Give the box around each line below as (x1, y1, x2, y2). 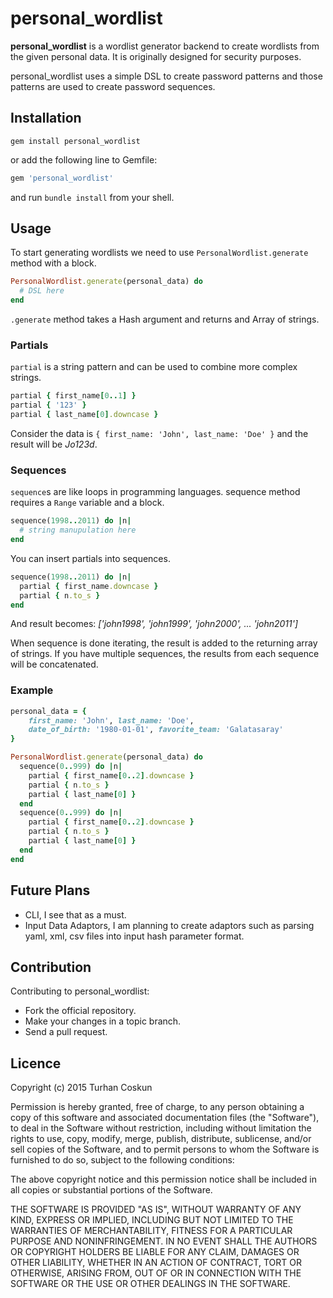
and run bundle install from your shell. (10, 191, 175, 203)
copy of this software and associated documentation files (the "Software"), (10, 1112, 320, 1124)
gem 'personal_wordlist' (10, 173, 114, 183)
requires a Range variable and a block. (10, 497, 165, 509)
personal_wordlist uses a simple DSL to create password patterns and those (10, 70, 323, 82)
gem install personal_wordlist (10, 136, 141, 146)
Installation (10, 110, 82, 127)
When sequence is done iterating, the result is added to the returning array (10, 637, 318, 649)
